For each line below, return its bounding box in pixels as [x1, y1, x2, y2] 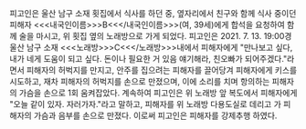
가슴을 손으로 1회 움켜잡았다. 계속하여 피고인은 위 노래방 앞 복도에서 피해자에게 [18, 87, 298, 98]
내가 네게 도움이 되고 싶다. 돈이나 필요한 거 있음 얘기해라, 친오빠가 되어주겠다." [9, 54, 288, 64]
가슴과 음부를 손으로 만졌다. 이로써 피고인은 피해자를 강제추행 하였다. [33, 110, 278, 121]
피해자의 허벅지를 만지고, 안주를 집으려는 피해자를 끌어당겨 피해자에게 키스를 [26, 64, 298, 75]
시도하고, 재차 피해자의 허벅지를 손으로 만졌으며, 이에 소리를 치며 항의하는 [9, 76, 270, 86]
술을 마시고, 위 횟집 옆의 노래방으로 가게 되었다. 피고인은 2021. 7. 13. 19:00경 [18, 31, 292, 41]
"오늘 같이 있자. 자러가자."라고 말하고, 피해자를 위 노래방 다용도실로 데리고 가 [9, 99, 281, 109]
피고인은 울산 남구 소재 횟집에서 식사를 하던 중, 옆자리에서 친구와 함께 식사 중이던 [9, 8, 297, 18]
